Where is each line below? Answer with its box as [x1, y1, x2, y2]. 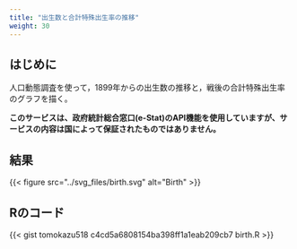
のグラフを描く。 [9, 93, 73, 104]
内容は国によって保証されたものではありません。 [39, 124, 222, 134]
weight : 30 [9, 21, 50, 30]
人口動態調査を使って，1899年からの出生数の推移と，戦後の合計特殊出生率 [9, 82, 285, 93]
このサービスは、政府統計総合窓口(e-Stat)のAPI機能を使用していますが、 [9, 113, 280, 124]
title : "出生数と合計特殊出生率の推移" [9, 13, 139, 22]
